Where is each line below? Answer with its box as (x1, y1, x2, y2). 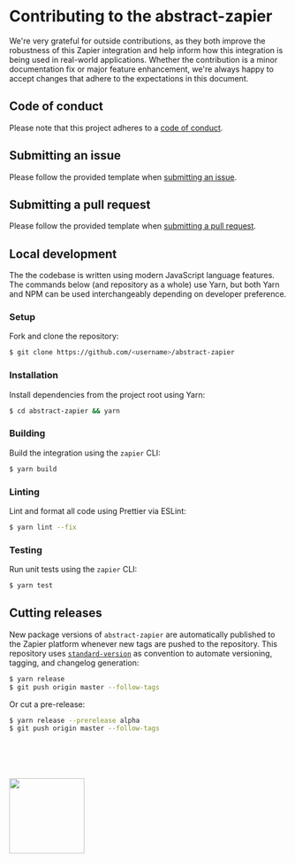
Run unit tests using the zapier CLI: (9, 564, 138, 575)
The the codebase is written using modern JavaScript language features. (9, 270, 276, 281)
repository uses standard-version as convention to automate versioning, (9, 648, 273, 658)
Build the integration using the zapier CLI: (9, 447, 161, 458)
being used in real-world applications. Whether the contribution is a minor (9, 54, 278, 65)
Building (9, 427, 46, 439)
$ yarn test (9, 581, 53, 590)
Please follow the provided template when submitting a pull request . (9, 221, 256, 231)
